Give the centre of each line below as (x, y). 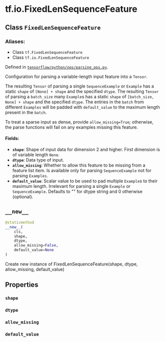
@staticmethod (20, 222)
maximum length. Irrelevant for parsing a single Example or (71, 186)
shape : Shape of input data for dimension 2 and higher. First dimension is (86, 150)
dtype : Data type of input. (38, 160)
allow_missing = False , (36, 246)
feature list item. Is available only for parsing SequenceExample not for (82, 171)
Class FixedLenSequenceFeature (53, 27)
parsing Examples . (30, 176)
